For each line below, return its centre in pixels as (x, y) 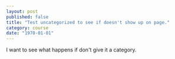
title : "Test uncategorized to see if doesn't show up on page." (88, 22)
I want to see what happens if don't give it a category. (71, 50)
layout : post (22, 11)
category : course (27, 28)
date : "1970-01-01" (30, 33)
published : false (27, 17)
